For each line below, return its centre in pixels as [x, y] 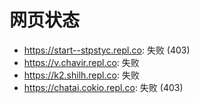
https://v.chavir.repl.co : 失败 [81, 62]
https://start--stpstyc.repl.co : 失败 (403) [107, 50]
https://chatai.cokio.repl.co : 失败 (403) [103, 87]
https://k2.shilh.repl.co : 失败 [81, 75]
